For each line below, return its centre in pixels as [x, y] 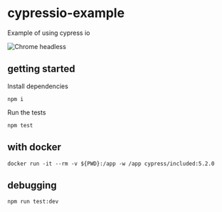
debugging [32, 185]
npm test [20, 125]
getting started [41, 69]
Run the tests [27, 112]
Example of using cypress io [49, 33]
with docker [35, 147]
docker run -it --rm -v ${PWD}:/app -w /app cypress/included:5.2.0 [111, 164]
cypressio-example [66, 13]
